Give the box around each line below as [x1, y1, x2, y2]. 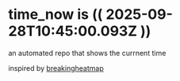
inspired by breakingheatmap [8, 63, 105, 72]
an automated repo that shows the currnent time [8, 48, 167, 57]
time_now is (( [8, 6, 103, 24]
